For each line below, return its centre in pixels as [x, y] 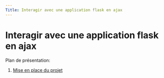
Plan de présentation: [28, 60]
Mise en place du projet [38, 70]
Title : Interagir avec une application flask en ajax [64, 10]
